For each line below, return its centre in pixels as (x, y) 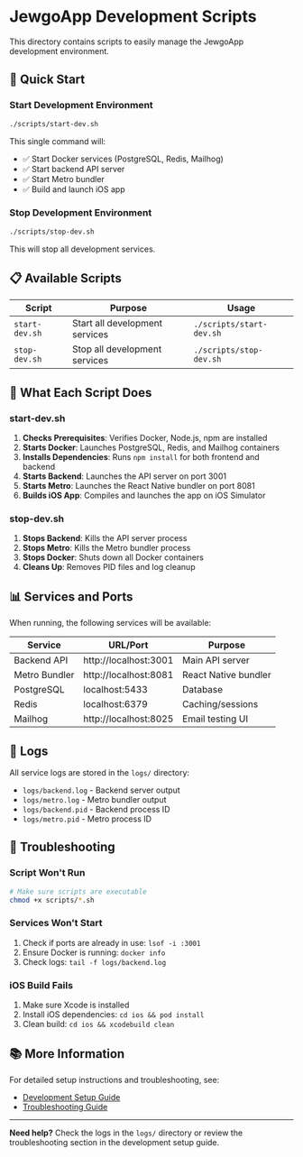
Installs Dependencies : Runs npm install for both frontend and (141, 457)
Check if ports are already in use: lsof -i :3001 (111, 942)
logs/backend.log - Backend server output (101, 790)
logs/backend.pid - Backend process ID (96, 810)
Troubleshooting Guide (65, 1106)
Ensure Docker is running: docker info (94, 952)
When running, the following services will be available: (110, 623)
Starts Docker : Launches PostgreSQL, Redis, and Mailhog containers (151, 447)
